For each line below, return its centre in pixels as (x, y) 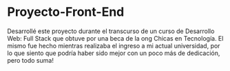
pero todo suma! (30, 60)
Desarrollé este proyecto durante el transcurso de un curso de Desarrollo (111, 31)
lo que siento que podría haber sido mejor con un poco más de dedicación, (114, 53)
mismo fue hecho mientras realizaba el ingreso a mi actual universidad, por (114, 45)
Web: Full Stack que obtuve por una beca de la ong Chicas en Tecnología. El (115, 38)
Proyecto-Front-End (66, 12)
